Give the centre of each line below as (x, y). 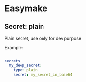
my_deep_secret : (25, 65)
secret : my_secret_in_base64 (43, 74)
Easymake (26, 9)
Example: (14, 48)
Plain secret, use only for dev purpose (43, 38)
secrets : (13, 61)
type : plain (25, 70)
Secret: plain (24, 27)
